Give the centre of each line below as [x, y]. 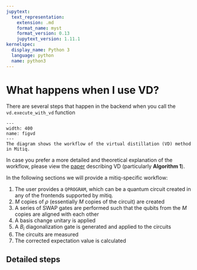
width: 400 [19, 129]
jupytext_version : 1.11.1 [49, 39]
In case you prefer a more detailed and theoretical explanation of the [89, 160]
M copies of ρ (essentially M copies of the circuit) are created [90, 202]
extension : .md [35, 22]
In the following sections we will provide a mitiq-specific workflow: [87, 178]
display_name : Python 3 [40, 50]
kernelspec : [21, 45]
